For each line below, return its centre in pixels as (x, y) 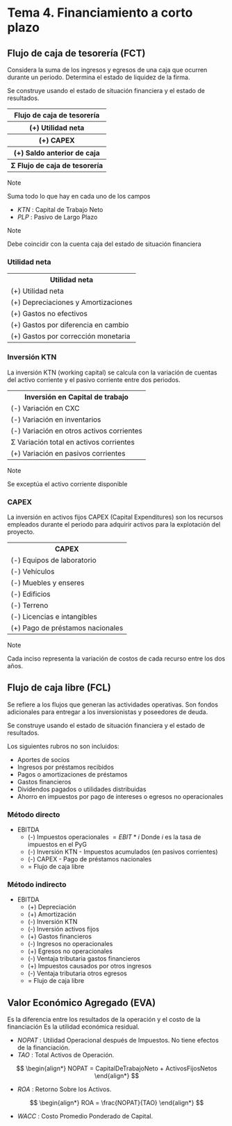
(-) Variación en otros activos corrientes (76, 431)
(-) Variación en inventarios (56, 420)
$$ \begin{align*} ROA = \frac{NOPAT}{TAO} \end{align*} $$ (117, 1103)
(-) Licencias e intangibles (54, 616)
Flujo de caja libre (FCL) (59, 688)
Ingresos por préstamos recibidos (66, 767)
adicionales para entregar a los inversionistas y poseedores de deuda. (108, 712)
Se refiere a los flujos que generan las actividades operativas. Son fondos (113, 704)
